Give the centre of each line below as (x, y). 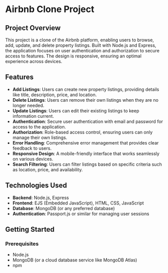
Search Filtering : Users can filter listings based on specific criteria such (87, 164)
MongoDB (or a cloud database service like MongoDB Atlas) (75, 260)
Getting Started (30, 229)
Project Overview (33, 28)
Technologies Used (36, 186)
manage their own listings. (40, 138)
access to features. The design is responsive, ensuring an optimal (73, 56)
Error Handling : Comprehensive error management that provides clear (86, 143)
